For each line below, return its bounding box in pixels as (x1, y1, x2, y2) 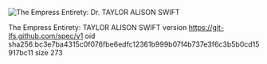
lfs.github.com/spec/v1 (8, 32, 84, 40)
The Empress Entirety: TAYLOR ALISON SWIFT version (8, 23, 187, 32)
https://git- (188, 23, 225, 32)
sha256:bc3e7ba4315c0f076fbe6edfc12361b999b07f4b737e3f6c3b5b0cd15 (8, 40, 260, 49)
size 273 (34, 48, 64, 57)
